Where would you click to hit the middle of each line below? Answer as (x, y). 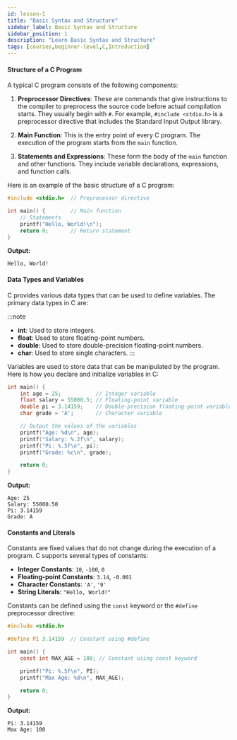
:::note (17, 317)
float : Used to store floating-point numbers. (81, 338)
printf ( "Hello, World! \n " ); (61, 224)
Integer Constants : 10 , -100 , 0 (61, 569)
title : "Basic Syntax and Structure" (63, 21)
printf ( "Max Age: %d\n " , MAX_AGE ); (72, 678)
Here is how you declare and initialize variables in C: (83, 374)
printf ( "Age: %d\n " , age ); (60, 433)
